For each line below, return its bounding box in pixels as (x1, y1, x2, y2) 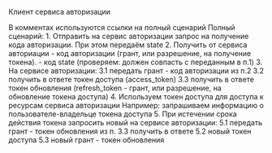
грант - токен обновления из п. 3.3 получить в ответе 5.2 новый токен (8, 126, 252, 136)
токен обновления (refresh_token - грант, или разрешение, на (8, 83, 222, 93)
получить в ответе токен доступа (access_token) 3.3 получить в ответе (8, 75, 254, 84)
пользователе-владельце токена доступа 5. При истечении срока (8, 109, 237, 119)
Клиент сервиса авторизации (8, 7, 111, 16)
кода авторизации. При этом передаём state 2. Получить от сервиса (8, 40, 248, 50)
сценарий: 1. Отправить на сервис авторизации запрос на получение (8, 32, 249, 41)
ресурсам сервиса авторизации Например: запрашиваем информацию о (8, 101, 264, 110)
